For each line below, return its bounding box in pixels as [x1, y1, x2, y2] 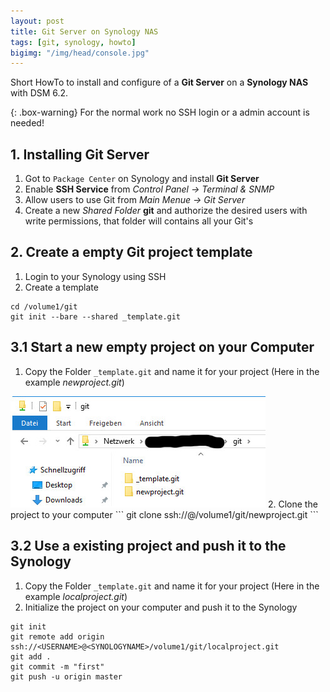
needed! [10, 117, 45, 129]
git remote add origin [10, 631, 105, 642]
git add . [10, 651, 52, 662]
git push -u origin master [10, 671, 123, 682]
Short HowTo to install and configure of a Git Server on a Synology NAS [10, 76, 309, 89]
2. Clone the [267, 498, 318, 510]
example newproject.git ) [24, 376, 125, 388]
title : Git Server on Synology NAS [10, 26, 159, 37]
